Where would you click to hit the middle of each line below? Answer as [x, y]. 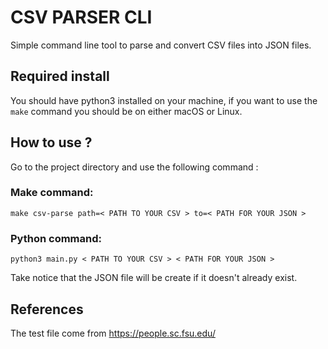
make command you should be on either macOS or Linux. [126, 111]
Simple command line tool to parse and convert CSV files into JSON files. [161, 45]
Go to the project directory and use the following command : [134, 167]
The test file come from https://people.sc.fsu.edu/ [113, 333]
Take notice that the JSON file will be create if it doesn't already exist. [154, 278]
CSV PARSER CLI [81, 17]
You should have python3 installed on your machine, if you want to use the [164, 100]
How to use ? [51, 142]
